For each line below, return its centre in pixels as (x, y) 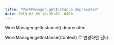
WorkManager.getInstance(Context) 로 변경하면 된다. (57, 37)
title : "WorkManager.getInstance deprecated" (52, 9)
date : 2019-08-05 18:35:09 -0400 (39, 14)
